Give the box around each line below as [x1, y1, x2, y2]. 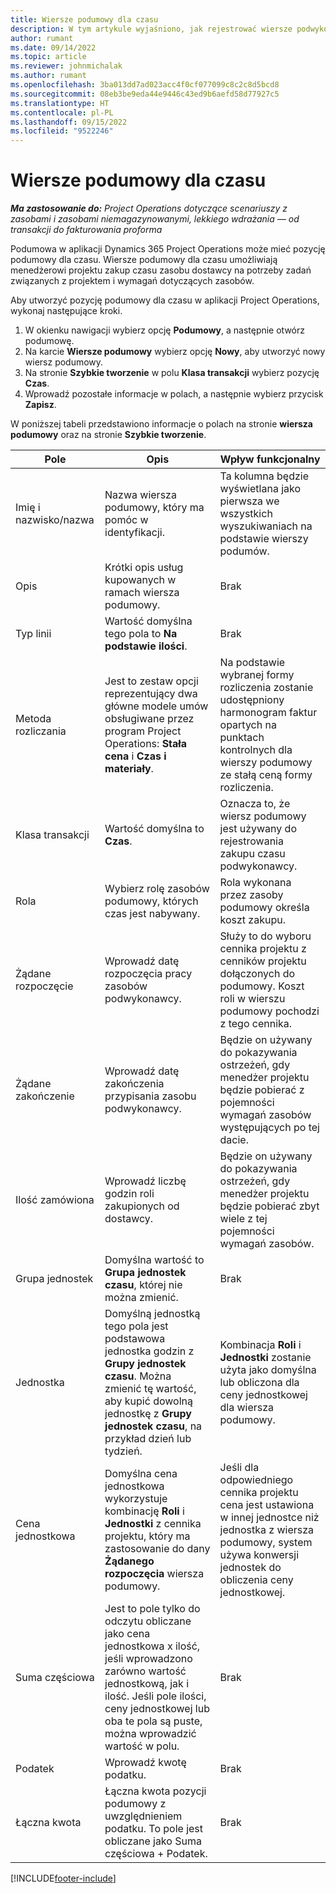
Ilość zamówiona [15, 1193, 95, 1207]
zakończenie [15, 1089, 75, 1103]
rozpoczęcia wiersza [104, 1567, 205, 1581]
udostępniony [219, 693, 285, 707]
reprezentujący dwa [104, 687, 198, 701]
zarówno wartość [104, 1664, 187, 1678]
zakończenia [104, 1077, 165, 1091]
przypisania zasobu [104, 1089, 197, 1103]
